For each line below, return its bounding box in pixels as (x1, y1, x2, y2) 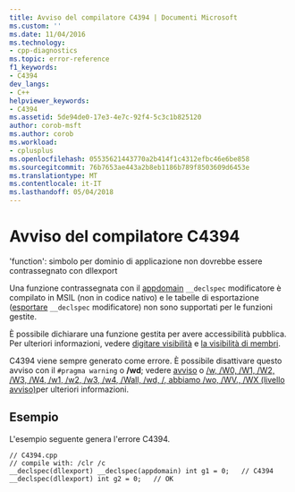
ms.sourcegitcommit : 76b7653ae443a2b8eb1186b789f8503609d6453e (9, 163, 250, 172)
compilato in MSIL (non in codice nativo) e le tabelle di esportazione (9, 292, 259, 302)
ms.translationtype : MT (9, 171, 98, 180)
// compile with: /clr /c (9, 458, 105, 468)
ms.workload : (9, 138, 58, 147)
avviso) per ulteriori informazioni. (9, 384, 130, 394)
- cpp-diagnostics (9, 47, 78, 55)
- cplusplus (9, 146, 54, 155)
